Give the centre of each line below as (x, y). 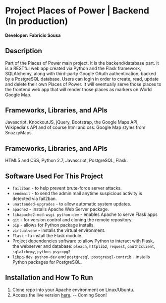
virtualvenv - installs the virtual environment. (59, 230)
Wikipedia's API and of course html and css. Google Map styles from (75, 127)
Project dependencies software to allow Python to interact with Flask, (83, 241)
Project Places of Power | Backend (77, 11)
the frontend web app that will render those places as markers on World (79, 89)
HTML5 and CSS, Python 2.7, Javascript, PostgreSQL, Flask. (66, 160)
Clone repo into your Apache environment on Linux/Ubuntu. (73, 290)
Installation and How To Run (49, 278)
